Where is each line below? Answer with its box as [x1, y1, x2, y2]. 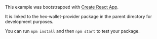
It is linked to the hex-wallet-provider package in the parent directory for [5, 14, 152, 19]
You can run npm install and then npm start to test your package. [5, 28, 140, 34]
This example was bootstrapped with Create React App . [5, 4, 119, 10]
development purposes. [5, 19, 54, 24]
